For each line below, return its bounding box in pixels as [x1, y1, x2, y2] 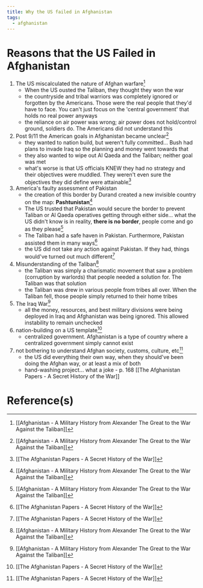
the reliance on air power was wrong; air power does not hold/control [24, 118, 196, 126]
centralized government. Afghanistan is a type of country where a [24, 333, 189, 340]
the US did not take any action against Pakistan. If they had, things [24, 245, 190, 253]
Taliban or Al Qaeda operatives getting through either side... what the [24, 211, 196, 218]
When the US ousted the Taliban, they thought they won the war [24, 86, 184, 94]
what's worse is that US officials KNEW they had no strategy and [24, 164, 186, 172]
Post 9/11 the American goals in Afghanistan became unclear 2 [15, 131, 169, 140]
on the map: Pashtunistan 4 [24, 198, 93, 205]
